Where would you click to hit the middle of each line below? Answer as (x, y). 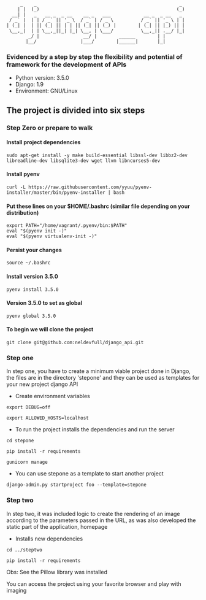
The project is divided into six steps (76, 110)
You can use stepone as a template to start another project (89, 474)
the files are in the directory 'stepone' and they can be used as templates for (103, 378)
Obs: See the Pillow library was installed (57, 572)
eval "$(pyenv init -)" (37, 231)
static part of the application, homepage (57, 526)
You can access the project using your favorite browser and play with (94, 583)
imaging (17, 590)
